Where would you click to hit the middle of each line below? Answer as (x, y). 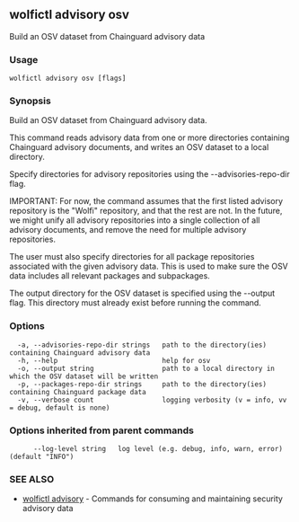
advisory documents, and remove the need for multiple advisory (128, 230)
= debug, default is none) (60, 408)
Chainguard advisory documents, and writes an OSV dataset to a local (139, 147)
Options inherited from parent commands (102, 430)
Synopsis (30, 101)
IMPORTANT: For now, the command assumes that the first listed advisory (146, 201)
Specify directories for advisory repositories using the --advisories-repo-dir (149, 174)
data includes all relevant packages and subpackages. (110, 276)
